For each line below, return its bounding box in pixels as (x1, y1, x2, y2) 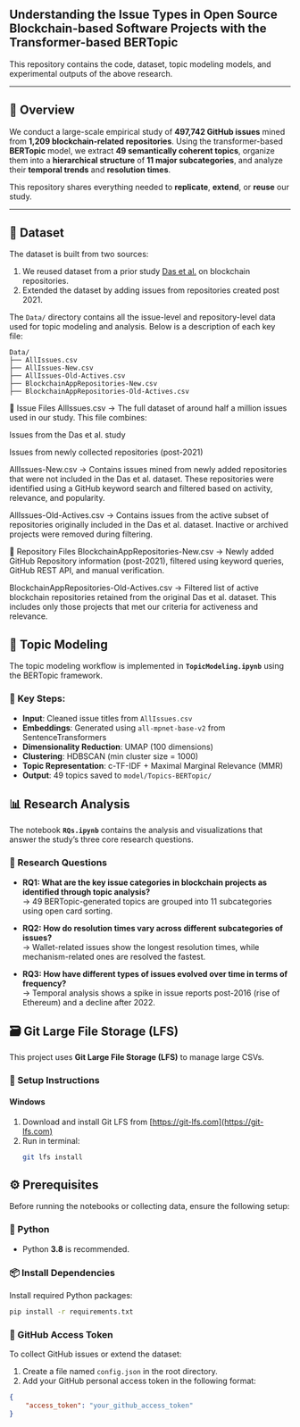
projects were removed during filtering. (9, 529, 154, 539)
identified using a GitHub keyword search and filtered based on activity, (9, 483, 273, 494)
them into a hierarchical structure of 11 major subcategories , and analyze (9, 154, 283, 165)
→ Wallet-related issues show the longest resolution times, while (21, 941, 260, 952)
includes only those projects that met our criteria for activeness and (9, 602, 259, 613)
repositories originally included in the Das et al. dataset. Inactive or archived (9, 520, 288, 530)
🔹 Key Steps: (9, 692, 66, 705)
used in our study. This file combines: (9, 413, 147, 423)
